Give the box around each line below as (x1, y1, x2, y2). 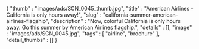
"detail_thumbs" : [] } (6, 37, 58, 43)
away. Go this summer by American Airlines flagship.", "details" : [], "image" (6, 24, 192, 31)
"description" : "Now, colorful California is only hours (50, 18, 181, 24)
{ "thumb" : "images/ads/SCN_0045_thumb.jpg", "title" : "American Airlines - (6, 5, 194, 12)
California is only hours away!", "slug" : (6, 11, 102, 18)
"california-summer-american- (102, 11, 179, 18)
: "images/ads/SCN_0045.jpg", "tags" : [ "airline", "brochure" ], (6, 30, 160, 37)
